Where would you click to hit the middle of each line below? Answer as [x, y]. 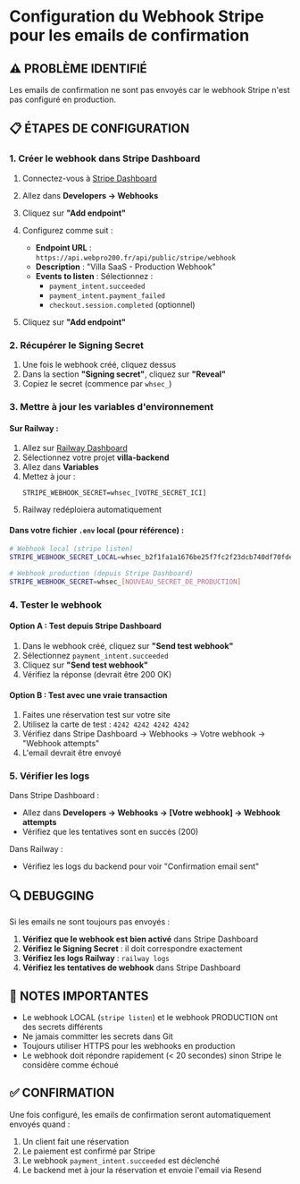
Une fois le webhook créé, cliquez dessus [99, 364]
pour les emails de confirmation [129, 35]
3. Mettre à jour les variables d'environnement [112, 406]
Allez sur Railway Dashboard [75, 448]
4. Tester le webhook [56, 604]
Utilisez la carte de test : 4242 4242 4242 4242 [106, 724]
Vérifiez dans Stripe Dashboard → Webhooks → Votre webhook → [144, 734]
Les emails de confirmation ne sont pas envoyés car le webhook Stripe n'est [150, 90]
